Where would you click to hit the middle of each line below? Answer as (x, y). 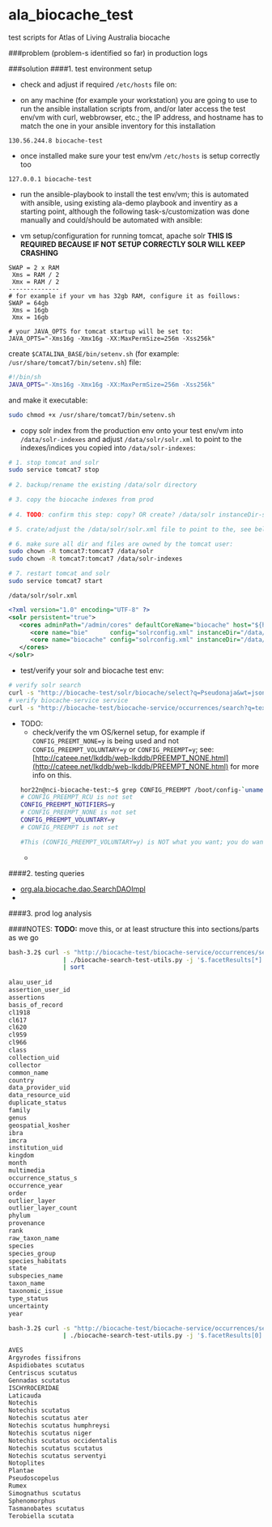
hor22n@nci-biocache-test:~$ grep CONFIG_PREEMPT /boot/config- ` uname (142, 790)
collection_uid (34, 1057)
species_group (32, 1253)
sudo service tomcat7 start (56, 581)
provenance (27, 1223)
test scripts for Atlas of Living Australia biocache (89, 37)
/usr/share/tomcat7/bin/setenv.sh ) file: (75, 362)
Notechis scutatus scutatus (56, 1448)
